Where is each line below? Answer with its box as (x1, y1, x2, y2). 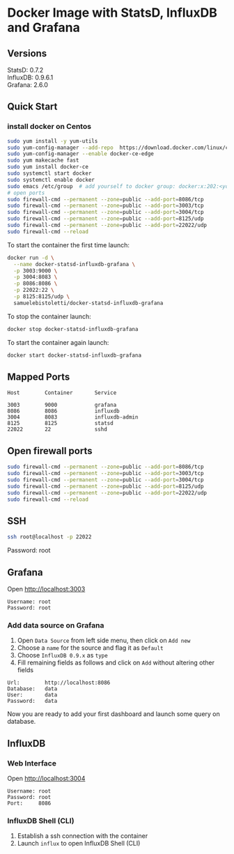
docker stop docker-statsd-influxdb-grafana (7, 325, 139, 332)
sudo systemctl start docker (7, 170, 92, 177)
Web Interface (7, 758, 57, 768)
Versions (7, 47, 47, 59)
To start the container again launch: (7, 338, 109, 346)
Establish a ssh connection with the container (17, 832, 148, 840)
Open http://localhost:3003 (7, 584, 86, 593)
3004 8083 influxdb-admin (7, 414, 139, 421)
